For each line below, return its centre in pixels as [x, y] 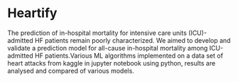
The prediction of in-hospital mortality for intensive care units [97, 33]
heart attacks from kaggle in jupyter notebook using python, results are [112, 63]
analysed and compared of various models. [71, 71]
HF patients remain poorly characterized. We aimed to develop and [132, 40]
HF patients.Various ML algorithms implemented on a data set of [129, 56]
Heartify [32, 13]
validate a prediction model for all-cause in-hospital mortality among [108, 48]
